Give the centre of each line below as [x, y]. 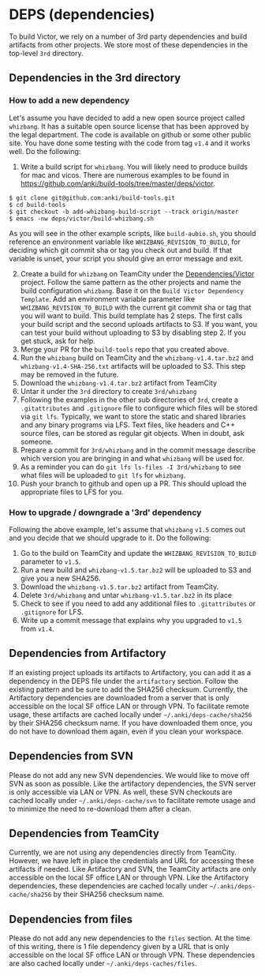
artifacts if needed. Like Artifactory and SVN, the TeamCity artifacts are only [133, 869]
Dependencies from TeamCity [84, 833]
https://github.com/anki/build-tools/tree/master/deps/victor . [118, 183]
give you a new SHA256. [60, 578]
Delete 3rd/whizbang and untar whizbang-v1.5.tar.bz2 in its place [126, 595]
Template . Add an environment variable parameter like [108, 298]
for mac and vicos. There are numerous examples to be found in [125, 175]
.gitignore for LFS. [52, 612]
